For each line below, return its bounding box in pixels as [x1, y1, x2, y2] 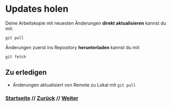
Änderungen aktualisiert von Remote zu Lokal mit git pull [12, 81, 136, 88]
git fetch [5, 54, 27, 59]
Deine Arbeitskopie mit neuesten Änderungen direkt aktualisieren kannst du [5, 20, 166, 26]
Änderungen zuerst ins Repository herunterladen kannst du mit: [5, 44, 140, 50]
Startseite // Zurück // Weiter [5, 94, 79, 101]
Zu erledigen [5, 68, 47, 77]
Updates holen [5, 3, 69, 15]
